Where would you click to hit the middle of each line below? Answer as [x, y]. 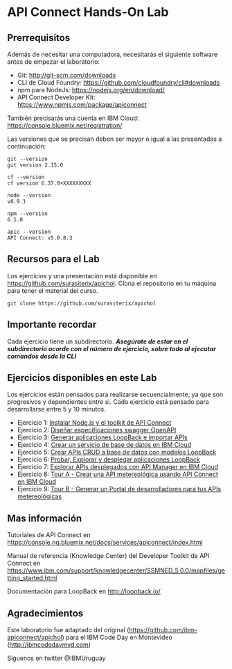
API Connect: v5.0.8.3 [40, 238]
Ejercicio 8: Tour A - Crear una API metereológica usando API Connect [117, 474]
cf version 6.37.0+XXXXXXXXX [49, 183]
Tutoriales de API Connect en [49, 535]
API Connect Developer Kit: [56, 97]
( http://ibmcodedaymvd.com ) [49, 645]
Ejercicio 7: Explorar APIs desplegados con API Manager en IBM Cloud [118, 467]
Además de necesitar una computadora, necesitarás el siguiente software [113, 54]
